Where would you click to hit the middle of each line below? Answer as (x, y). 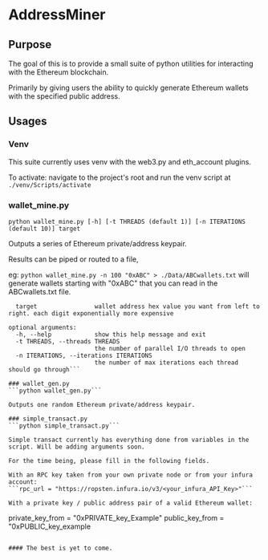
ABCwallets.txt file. (40, 291)
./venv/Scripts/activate (50, 185)
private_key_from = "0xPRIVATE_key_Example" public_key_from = (116, 517)
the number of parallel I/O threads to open (170, 348)
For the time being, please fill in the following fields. (109, 461)
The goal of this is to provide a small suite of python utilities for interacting (131, 63)
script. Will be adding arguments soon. (77, 447)
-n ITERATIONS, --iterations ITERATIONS (84, 355)
